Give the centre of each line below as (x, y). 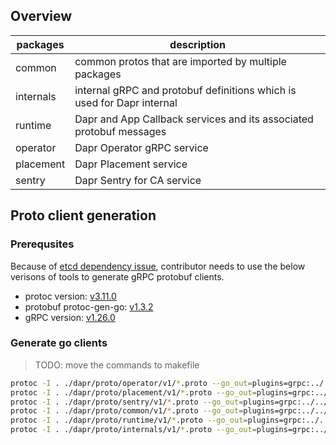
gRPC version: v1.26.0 (70, 317)
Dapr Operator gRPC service (141, 147)
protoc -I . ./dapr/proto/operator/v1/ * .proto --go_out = (131, 383)
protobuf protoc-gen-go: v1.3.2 (89, 306)
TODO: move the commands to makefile (117, 365)
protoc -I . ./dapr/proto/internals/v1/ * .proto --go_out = (133, 430)
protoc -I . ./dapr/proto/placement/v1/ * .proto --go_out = (133, 392)
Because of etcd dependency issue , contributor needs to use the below (158, 266)
